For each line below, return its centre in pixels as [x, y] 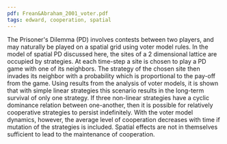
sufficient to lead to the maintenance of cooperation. [81, 134]
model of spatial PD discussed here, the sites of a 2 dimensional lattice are [112, 54]
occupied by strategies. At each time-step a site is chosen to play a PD [107, 61]
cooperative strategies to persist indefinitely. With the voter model [100, 112]
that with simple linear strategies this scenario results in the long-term [106, 91]
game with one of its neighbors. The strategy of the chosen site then [104, 69]
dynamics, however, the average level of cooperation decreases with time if [113, 119]
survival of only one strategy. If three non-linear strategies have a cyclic [108, 97]
